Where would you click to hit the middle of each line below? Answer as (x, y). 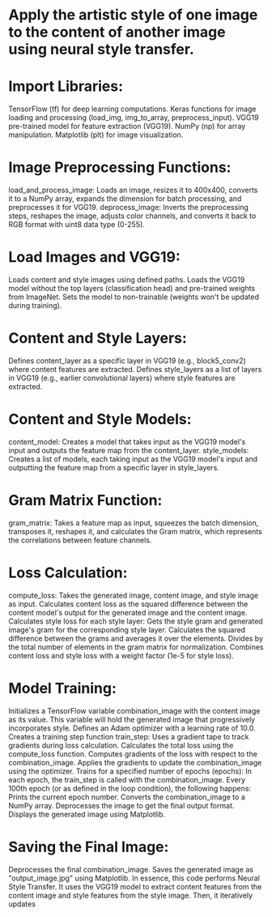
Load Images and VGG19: (94, 257)
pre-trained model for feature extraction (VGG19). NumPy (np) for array (127, 126)
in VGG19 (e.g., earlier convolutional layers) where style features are (122, 378)
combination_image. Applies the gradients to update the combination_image (135, 762)
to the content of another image (117, 32)
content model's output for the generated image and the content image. (128, 612)
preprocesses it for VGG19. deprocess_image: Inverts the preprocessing (129, 208)
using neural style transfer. (101, 49)
